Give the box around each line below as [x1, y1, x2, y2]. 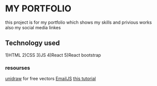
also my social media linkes [5, 24, 61, 30]
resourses [5, 64, 31, 71]
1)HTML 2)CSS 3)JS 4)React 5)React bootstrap [5, 52, 102, 58]
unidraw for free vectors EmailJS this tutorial [5, 76, 96, 82]
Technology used [5, 39, 60, 47]
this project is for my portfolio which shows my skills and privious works [5, 19, 152, 25]
